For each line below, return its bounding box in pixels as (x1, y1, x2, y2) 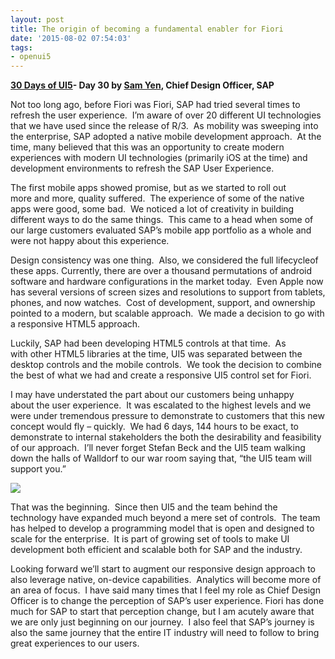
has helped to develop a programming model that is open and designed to (10, 522, 315, 535)
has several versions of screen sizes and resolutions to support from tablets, (10, 286, 326, 298)
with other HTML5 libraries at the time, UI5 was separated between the (10, 348, 303, 360)
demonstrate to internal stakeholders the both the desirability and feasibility (10, 431, 322, 443)
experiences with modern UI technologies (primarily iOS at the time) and (10, 152, 308, 164)
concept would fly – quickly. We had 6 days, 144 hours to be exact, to (10, 421, 299, 433)
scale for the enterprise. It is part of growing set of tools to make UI (10, 533, 290, 545)
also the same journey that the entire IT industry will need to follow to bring (10, 627, 320, 639)
